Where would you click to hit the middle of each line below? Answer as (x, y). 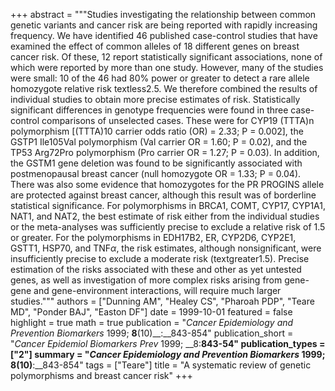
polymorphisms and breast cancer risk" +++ (101, 375)
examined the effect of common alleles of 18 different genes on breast (155, 46)
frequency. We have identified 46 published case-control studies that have (164, 35)
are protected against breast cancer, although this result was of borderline (163, 195)
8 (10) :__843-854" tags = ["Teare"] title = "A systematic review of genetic (161, 365)
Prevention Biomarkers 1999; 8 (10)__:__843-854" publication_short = (152, 333)
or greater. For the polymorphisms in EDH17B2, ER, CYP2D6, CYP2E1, (153, 237)
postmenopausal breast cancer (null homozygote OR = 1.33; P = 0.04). (156, 173)
